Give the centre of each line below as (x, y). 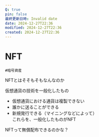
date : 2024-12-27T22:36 (29, 23)
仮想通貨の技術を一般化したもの (37, 91)
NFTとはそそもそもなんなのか (35, 80)
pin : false (16, 14)
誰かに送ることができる (35, 107)
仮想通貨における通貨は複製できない (48, 101)
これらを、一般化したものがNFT (44, 119)
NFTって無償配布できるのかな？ (37, 130)
